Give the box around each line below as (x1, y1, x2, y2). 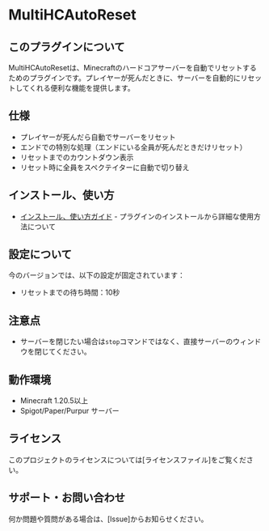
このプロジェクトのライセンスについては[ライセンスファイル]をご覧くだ (8, 455, 246, 465)
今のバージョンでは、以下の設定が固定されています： (8, 270, 186, 280)
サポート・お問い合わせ (8, 491, 125, 505)
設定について (8, 248, 73, 261)
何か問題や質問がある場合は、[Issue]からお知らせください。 (8, 514, 208, 524)
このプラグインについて (8, 40, 125, 53)
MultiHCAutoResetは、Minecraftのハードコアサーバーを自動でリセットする (8, 63, 257, 72)
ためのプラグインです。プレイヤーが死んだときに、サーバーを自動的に (8, 73, 241, 83)
